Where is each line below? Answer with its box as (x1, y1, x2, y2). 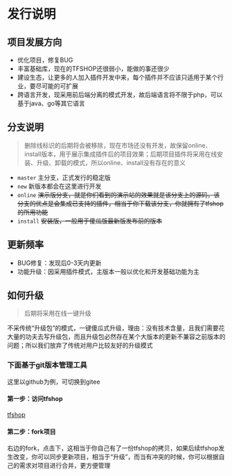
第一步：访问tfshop (7, 395, 63, 403)
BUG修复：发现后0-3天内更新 (17, 258, 102, 267)
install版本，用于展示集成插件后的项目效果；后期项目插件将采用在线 (24, 150, 217, 158)
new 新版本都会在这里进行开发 (17, 182, 102, 190)
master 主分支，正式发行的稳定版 (17, 173, 111, 181)
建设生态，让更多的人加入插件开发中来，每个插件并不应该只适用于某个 (17, 74, 218, 81)
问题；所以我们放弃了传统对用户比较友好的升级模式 (7, 341, 153, 350)
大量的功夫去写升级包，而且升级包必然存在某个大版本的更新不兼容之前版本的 (7, 332, 226, 341)
